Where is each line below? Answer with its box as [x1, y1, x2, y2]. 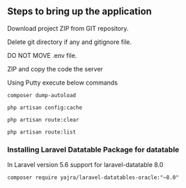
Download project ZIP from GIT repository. [7, 24, 129, 32]
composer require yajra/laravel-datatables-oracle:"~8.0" [7, 174, 179, 181]
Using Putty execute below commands [7, 78, 118, 87]
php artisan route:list [7, 129, 77, 136]
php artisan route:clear [7, 116, 79, 123]
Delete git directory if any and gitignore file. [7, 38, 132, 46]
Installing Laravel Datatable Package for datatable [7, 145, 180, 154]
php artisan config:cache [7, 104, 82, 111]
